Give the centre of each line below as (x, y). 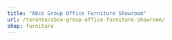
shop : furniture (30, 26)
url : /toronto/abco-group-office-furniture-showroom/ (86, 20)
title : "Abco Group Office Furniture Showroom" (77, 13)
